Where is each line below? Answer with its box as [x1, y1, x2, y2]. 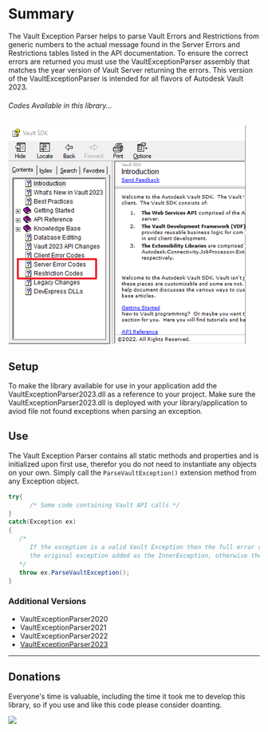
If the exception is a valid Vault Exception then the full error [29, 543, 255, 551]
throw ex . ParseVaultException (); [18, 568, 130, 576]
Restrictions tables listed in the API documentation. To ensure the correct [8, 48, 249, 58]
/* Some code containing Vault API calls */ [29, 501, 180, 509]
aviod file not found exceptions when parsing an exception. [8, 406, 203, 416]
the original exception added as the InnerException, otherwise [29, 551, 248, 559]
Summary [8, 5, 74, 23]
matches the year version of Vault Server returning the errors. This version [8, 65, 254, 74]
